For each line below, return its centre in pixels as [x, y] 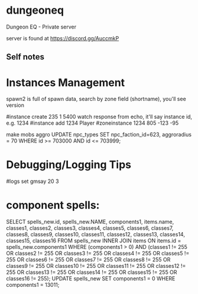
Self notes [25, 57]
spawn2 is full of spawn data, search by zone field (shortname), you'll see [96, 99]
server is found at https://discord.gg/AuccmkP [63, 38]
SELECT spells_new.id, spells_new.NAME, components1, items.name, [90, 222]
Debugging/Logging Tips [69, 165]
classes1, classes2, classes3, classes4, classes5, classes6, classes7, [90, 228]
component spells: [53, 205]
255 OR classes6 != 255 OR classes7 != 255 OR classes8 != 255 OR [88, 260]
